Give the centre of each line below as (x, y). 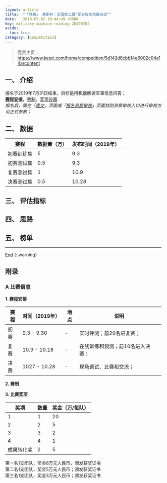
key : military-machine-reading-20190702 (48, 24)
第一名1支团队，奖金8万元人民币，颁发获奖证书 (53, 463)
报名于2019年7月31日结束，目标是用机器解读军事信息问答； (66, 93)
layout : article (22, 10)
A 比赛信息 (18, 287)
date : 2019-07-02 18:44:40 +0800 (42, 19)
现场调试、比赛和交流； (107, 367)
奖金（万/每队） (71, 407)
